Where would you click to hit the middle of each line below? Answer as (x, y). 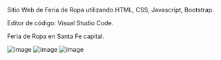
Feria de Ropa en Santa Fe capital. (56, 36)
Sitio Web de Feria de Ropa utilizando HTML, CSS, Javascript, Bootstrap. (110, 10)
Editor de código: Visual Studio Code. (60, 23)
